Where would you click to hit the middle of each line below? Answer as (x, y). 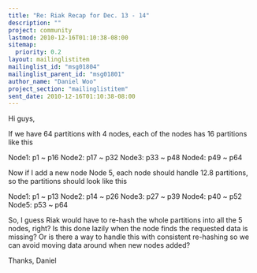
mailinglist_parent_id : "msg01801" (67, 74)
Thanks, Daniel (32, 260)
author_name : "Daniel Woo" (52, 81)
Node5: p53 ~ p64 (38, 205)
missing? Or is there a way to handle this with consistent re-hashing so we (129, 237)
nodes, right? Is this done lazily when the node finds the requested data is (128, 229)
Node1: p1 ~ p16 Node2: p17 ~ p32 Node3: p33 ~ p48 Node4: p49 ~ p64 (125, 158)
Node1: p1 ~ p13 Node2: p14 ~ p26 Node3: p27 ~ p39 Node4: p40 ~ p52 (125, 196)
